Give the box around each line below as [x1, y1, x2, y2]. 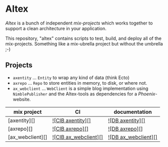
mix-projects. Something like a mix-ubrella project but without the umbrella [5, 40, 163, 46]
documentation [113, 108, 152, 115]
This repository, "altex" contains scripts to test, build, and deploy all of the [5, 35, 162, 41]
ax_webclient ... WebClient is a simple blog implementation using [12, 85, 149, 91]
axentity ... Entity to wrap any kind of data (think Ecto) [12, 75, 130, 81]
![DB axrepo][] [108, 125, 143, 132]
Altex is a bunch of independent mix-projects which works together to [5, 20, 153, 26]
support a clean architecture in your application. [5, 25, 107, 31]
